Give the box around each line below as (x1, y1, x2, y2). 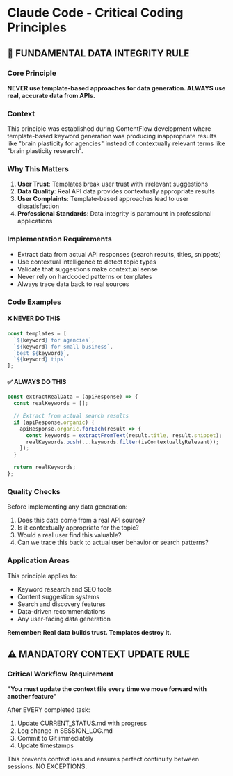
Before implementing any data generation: (7, 502, 128, 511)
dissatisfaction (17, 202, 60, 210)
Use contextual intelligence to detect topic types (17, 258, 156, 266)
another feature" (7, 692, 57, 701)
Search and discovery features (17, 600, 106, 608)
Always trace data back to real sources (17, 280, 129, 288)
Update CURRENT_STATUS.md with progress (17, 719, 147, 728)
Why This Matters (7, 164, 70, 174)
